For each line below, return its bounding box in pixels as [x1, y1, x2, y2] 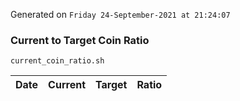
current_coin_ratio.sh [10, 56, 105, 66]
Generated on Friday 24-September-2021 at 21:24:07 [10, 9, 231, 20]
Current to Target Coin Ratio [10, 33, 150, 47]
